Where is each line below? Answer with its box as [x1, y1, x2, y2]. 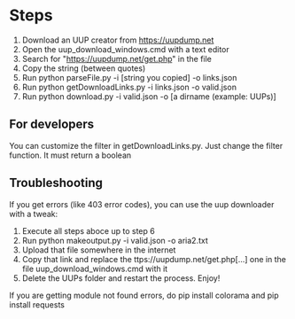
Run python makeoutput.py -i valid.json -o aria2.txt [21, 235, 208, 245]
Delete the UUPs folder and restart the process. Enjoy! [21, 272, 221, 284]
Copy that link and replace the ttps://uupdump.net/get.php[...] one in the [21, 253, 286, 264]
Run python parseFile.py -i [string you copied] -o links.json [21, 72, 237, 82]
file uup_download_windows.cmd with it [21, 263, 168, 274]
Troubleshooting [9, 175, 104, 191]
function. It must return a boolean [9, 150, 132, 160]
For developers [9, 117, 95, 132]
